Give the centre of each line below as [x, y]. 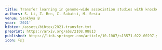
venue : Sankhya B [22, 18]
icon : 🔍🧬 [14, 40]
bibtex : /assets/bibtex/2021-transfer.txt [48, 27]
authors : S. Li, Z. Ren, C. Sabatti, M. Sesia [53, 14]
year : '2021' [18, 23]
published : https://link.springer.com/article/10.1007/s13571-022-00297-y [82, 36]
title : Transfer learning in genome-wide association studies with [74, 9]
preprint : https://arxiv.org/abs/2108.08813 [50, 31]
